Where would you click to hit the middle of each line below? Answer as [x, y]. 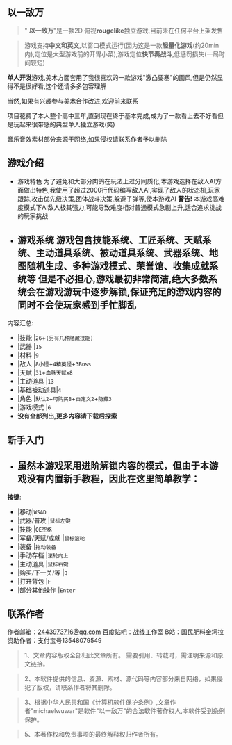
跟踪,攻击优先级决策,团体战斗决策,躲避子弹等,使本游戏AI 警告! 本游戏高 [118, 198]
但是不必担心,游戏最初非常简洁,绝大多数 [123, 279]
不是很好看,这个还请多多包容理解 [60, 86]
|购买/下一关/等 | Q [42, 573]
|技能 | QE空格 [35, 529]
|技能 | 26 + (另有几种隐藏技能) [55, 338]
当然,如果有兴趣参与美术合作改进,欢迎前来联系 [73, 101]
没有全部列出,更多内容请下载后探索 [67, 416]
